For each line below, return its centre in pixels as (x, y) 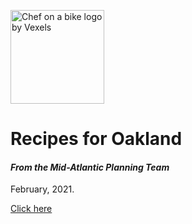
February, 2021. (42, 189)
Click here (31, 209)
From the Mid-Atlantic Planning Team (90, 167)
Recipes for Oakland (96, 139)
